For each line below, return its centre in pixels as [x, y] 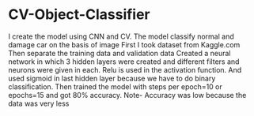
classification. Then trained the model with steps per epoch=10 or [116, 86]
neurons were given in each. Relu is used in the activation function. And [125, 69]
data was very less [39, 103]
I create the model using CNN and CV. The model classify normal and [121, 36]
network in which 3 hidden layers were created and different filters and [124, 62]
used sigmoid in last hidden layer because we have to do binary [112, 78]
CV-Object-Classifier [79, 15]
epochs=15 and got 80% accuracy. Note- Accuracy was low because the [127, 95]
